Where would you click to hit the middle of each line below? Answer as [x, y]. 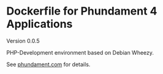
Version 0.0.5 [23, 41]
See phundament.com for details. [48, 64]
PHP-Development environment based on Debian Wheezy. [80, 52]
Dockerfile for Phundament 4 [82, 11]
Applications [40, 24]
